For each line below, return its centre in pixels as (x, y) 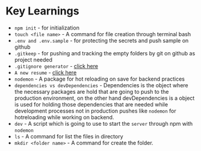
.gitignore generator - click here (56, 66)
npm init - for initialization (47, 28)
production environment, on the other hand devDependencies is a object (104, 98)
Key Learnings (42, 11)
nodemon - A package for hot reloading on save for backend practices (99, 79)
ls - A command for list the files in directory (69, 136)
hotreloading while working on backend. (64, 117)
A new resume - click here (45, 72)
